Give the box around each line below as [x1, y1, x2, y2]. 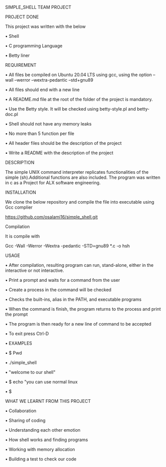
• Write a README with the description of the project [5, 150, 113, 156]
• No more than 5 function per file [5, 130, 75, 136]
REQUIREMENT [5, 62, 37, 68]
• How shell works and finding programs [5, 437, 88, 443]
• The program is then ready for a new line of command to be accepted [5, 321, 152, 327]
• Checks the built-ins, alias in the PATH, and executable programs [5, 296, 142, 302]
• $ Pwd [5, 350, 22, 355]
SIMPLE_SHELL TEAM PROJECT [5, 4, 72, 10]
